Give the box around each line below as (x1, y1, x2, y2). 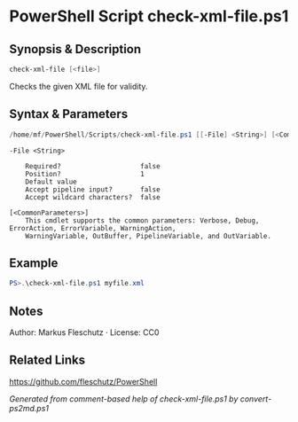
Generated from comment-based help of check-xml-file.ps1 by (9, 393, 239, 404)
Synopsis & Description (9, 42, 142, 57)
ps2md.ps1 (9, 402, 50, 413)
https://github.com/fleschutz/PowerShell (9, 376, 158, 387)
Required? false (25, 161, 161, 170)
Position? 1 (25, 169, 145, 178)
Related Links (9, 353, 86, 368)
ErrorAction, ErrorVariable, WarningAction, (9, 223, 176, 232)
